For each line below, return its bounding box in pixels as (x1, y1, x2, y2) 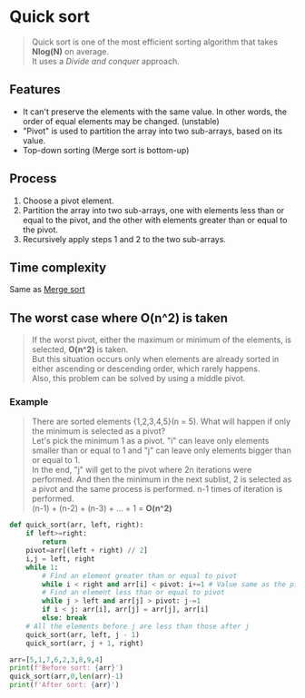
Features (9, 82, 61, 97)
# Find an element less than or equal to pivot (42, 588, 225, 597)
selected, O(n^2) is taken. (31, 344, 129, 355)
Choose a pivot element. (22, 195, 114, 206)
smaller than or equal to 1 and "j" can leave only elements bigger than (31, 445, 292, 456)
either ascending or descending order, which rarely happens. (31, 363, 261, 374)
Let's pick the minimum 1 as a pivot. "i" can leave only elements (31, 436, 270, 447)
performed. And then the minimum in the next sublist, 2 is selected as (31, 474, 292, 485)
